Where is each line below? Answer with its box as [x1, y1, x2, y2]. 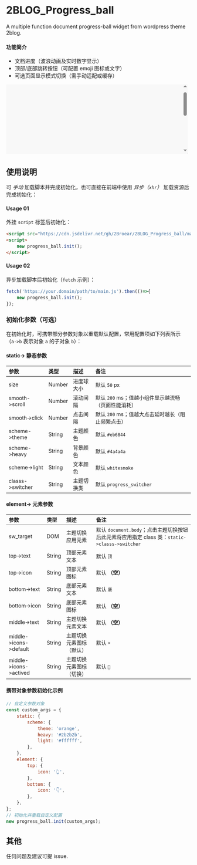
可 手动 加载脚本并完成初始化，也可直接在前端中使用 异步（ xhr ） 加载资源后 [6, 183, 189, 191]
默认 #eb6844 [95, 431, 126, 438]
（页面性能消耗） [95, 401, 137, 408]
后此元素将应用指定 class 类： [96, 533, 168, 540]
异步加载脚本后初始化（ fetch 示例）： [6, 276, 96, 283]
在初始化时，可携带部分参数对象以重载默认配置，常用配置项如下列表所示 [6, 330, 181, 337]
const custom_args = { [6, 707, 62, 713]
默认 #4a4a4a [95, 447, 126, 455]
